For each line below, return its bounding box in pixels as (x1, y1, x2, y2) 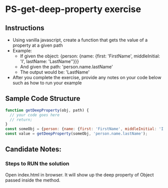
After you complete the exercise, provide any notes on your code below (12, 75, 161, 80)
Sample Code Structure (5, 94, 81, 103)
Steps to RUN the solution (5, 160, 70, 167)
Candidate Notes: (5, 145, 62, 154)
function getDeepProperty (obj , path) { (5, 107, 89, 113)
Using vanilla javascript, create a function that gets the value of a (12, 37, 148, 43)
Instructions (5, 24, 44, 32)
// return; (10, 117, 33, 122)
